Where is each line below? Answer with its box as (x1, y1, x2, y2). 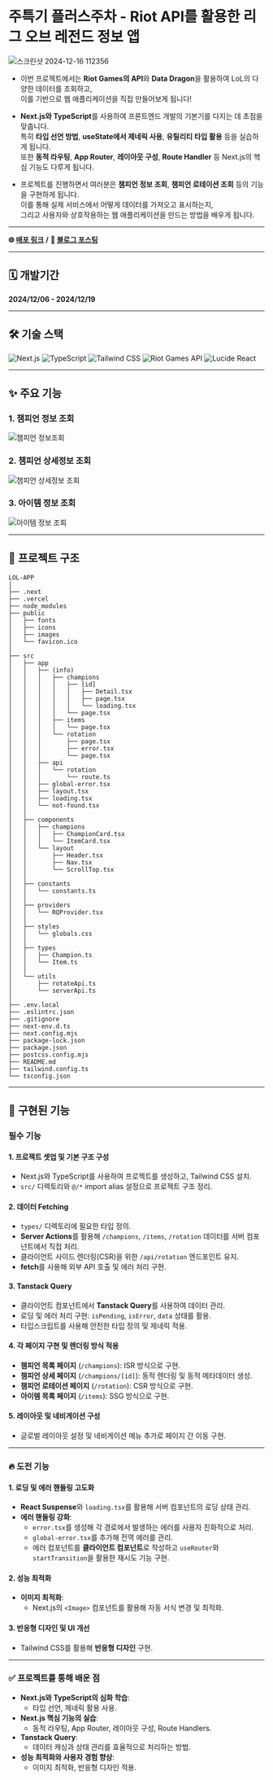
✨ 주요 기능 (8, 386, 63, 400)
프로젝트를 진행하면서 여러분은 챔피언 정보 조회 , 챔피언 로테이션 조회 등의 (19, 179, 249, 189)
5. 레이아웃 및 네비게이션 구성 (8, 1411, 101, 1421)
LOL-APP (8, 573, 35, 582)
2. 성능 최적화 (8, 1572, 52, 1583)
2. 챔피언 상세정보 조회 (8, 455, 92, 466)
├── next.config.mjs (8, 1029, 79, 1038)
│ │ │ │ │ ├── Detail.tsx (8, 687, 132, 696)
